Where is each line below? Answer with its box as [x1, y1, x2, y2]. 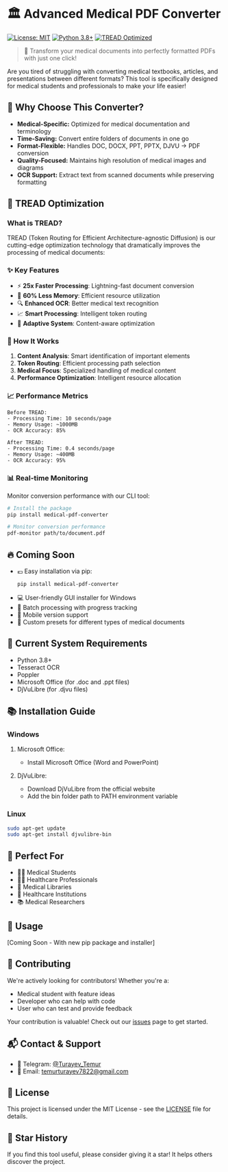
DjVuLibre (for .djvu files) [16, 685, 88, 693]
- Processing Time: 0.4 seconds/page [7, 445, 115, 453]
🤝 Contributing [7, 958, 71, 970]
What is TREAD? [7, 218, 63, 228]
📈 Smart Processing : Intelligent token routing [16, 309, 147, 318]
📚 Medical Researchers [16, 898, 86, 906]
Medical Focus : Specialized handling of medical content [16, 366, 177, 374]
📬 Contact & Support [7, 1039, 101, 1050]
